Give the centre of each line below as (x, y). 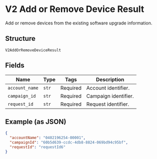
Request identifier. (108, 104)
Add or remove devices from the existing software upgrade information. (79, 23)
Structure (20, 39)
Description (110, 79)
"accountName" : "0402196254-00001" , (48, 138)
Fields (15, 66)
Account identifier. (108, 88)
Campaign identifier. (110, 96)
